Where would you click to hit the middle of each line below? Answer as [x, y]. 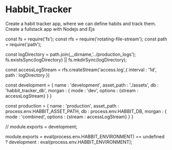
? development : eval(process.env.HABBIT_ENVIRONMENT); [69, 142]
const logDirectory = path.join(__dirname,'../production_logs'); [71, 54]
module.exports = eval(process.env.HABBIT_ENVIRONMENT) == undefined [85, 136]
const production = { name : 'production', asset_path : [62, 105]
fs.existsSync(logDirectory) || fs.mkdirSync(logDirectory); [66, 59]
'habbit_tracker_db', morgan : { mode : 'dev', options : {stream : [72, 90]
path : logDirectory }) [27, 75]
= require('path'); [24, 44]
